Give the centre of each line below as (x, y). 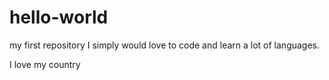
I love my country (45, 64)
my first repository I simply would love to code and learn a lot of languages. (165, 45)
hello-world (59, 17)
